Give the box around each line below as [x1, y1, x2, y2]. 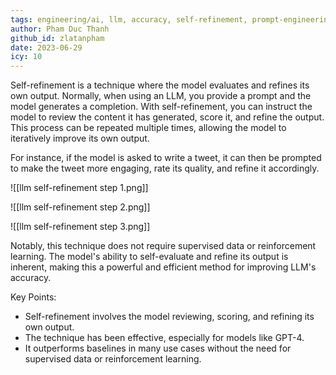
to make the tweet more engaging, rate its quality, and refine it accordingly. [10, 162, 320, 175]
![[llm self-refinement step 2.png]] [10, 201, 151, 213]
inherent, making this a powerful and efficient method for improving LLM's [10, 261, 317, 273]
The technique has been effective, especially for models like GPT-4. [24, 332, 305, 344]
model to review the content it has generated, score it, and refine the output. [10, 111, 325, 123]
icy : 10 [10, 52, 43, 62]
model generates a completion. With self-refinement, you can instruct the [10, 101, 313, 113]
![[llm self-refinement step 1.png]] [10, 182, 149, 194]
